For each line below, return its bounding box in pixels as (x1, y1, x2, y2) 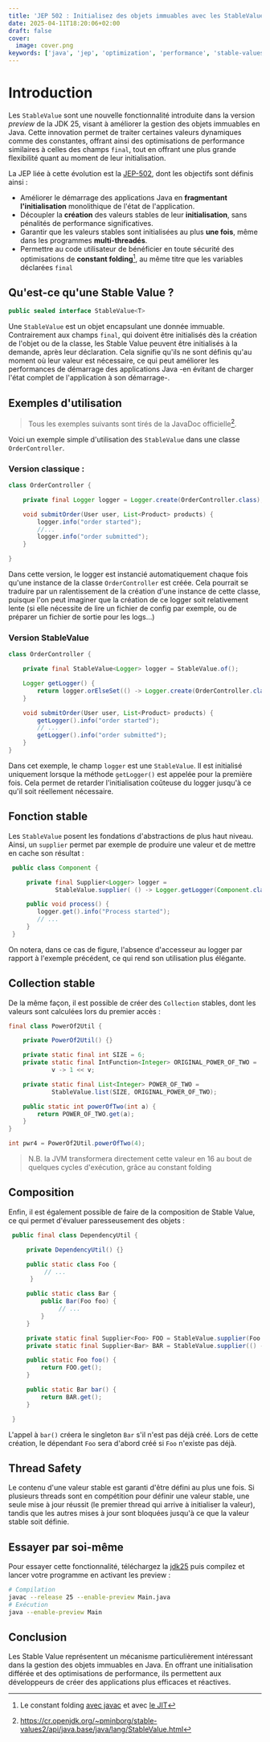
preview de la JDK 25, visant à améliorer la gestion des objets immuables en (8, 118, 260, 129)
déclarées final (19, 262, 74, 272)
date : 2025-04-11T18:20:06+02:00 (8, 19, 121, 27)
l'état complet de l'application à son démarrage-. (8, 373, 170, 383)
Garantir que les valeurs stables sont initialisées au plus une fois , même (19, 227, 259, 236)
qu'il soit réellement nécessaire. (8, 786, 114, 796)
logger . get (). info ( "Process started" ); (37, 908, 171, 916)
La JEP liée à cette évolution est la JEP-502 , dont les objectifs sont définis (8, 168, 254, 178)
